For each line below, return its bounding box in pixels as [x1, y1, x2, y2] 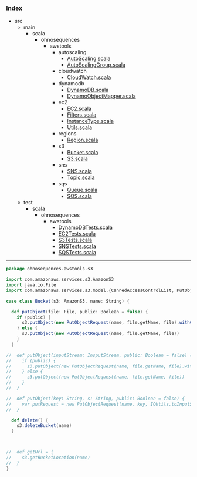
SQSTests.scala [58, 249, 97, 256]
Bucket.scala [67, 149, 98, 156]
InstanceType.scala [67, 118, 114, 125]
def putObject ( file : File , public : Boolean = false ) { [11, 309, 148, 314]
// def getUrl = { [6, 449, 54, 455]
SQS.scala [67, 193, 92, 200]
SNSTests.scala [58, 243, 97, 250]
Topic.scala [67, 174, 95, 181]
